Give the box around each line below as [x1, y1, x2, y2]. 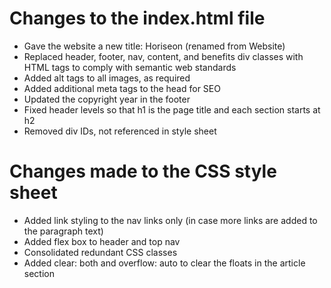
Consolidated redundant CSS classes [23, 246, 178, 258]
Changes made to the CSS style [9, 160, 277, 183]
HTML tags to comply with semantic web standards [23, 61, 237, 73]
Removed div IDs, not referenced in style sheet [23, 125, 217, 137]
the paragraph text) [23, 225, 104, 237]
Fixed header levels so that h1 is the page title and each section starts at [23, 103, 321, 116]
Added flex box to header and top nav [23, 235, 181, 247]
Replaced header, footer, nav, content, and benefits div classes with [23, 50, 304, 62]
